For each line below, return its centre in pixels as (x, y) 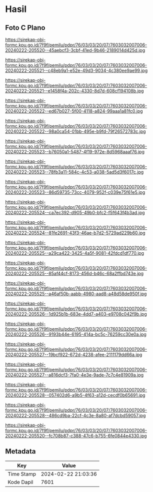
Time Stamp (22, 474)
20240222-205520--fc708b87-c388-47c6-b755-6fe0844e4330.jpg (76, 436)
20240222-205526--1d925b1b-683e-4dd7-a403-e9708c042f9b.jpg (76, 314)
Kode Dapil (20, 482)
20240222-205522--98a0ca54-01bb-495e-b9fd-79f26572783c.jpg (75, 131)
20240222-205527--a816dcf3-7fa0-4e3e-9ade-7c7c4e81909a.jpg (74, 375)
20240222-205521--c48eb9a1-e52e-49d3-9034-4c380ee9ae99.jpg (76, 70)
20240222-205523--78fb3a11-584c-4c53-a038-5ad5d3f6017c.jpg (74, 172)
